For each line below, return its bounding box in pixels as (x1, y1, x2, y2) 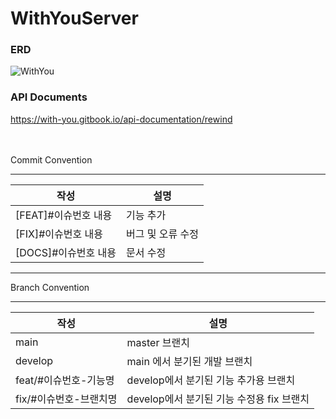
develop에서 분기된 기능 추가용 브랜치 (126, 373, 296, 387)
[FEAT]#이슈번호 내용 (15, 208, 113, 222)
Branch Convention (10, 281, 90, 293)
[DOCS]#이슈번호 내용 (15, 245, 117, 259)
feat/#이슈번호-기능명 (15, 373, 115, 387)
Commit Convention (10, 153, 93, 166)
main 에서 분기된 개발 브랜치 (126, 354, 253, 368)
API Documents (10, 90, 88, 104)
